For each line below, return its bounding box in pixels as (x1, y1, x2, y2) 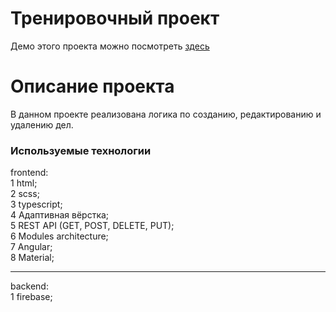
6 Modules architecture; (10, 230, 109, 242)
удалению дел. (10, 118, 74, 131)
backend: (10, 280, 49, 292)
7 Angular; (10, 241, 53, 253)
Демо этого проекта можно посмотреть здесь (10, 40, 210, 52)
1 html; (10, 177, 38, 189)
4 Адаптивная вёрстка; (10, 209, 110, 221)
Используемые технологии (10, 143, 152, 157)
